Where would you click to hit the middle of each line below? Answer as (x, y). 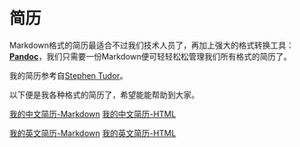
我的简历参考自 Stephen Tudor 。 (69, 75)
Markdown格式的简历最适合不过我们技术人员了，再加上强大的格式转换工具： (152, 45)
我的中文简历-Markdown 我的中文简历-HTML (93, 114)
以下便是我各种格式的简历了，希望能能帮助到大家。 (104, 95)
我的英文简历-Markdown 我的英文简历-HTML (93, 133)
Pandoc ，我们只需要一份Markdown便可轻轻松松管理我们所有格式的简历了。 (150, 56)
